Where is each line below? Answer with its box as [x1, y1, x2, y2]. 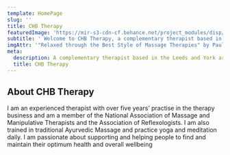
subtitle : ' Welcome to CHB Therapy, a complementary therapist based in [7, 36, 222, 42]
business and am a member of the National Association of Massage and [7, 111, 210, 119]
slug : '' [7, 16, 32, 23]
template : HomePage [7, 10, 63, 17]
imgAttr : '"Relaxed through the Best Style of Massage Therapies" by [7, 42, 210, 48]
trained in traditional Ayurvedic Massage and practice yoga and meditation [7, 126, 217, 134]
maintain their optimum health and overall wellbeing [7, 141, 153, 149]
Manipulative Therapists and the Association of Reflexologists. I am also [7, 119, 210, 127]
